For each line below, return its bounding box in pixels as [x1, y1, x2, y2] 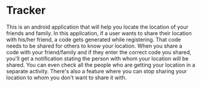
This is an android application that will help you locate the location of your [6, 23, 189, 30]
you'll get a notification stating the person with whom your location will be [6, 55, 189, 62]
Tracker [6, 4, 46, 17]
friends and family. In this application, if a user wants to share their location [6, 29, 192, 36]
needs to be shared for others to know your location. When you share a [6, 42, 182, 49]
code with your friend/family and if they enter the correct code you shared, [6, 48, 192, 55]
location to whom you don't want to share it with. [6, 74, 127, 81]
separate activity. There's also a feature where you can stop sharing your [6, 67, 187, 74]
